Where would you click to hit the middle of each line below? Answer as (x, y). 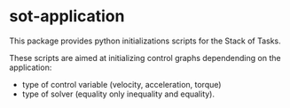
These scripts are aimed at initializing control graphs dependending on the (145, 58)
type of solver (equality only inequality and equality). (118, 94)
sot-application (67, 16)
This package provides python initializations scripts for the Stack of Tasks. (145, 41)
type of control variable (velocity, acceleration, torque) (121, 84)
